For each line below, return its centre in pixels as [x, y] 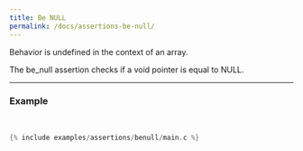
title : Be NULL [38, 18]
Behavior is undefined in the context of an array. [99, 52]
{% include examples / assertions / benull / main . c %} [105, 137]
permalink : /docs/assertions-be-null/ [82, 26]
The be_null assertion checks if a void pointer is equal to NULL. [127, 70]
